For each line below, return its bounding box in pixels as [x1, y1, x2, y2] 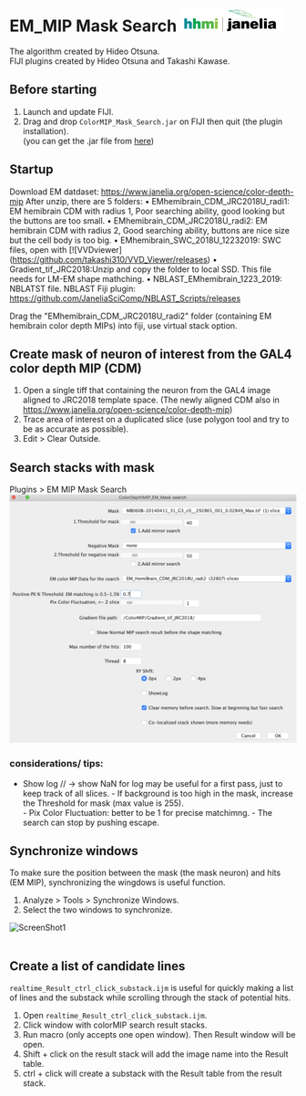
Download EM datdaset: [9, 186, 99, 197]
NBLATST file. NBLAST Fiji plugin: [9, 283, 137, 294]
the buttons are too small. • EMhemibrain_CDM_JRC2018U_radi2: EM [9, 214, 268, 226]
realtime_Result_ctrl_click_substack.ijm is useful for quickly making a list [9, 983, 294, 994]
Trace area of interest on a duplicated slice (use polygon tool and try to [22, 414, 290, 425]
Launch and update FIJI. [22, 106, 114, 117]
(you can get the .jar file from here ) [22, 135, 155, 146]
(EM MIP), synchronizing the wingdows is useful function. [9, 877, 226, 888]
